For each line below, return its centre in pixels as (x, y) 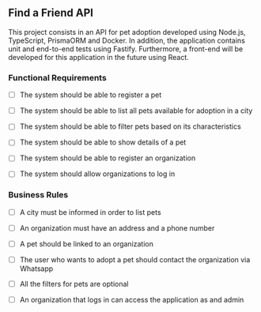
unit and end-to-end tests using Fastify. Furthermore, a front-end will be (126, 49)
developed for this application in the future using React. (98, 57)
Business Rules (38, 195)
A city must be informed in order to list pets (90, 212)
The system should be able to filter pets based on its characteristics (130, 126)
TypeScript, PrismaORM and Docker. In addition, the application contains (127, 40)
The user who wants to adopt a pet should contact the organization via (135, 259)
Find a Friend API (51, 13)
